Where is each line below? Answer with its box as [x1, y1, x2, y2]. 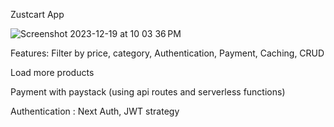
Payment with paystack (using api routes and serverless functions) [10, 86, 286, 98]
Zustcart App [10, 9, 65, 20]
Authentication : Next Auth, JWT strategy [10, 105, 180, 117]
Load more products [10, 67, 95, 78]
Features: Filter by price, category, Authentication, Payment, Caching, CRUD [10, 47, 325, 59]
